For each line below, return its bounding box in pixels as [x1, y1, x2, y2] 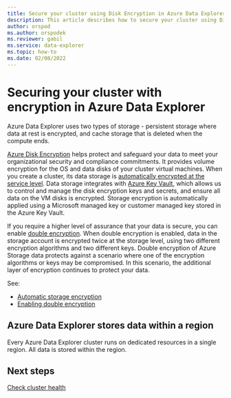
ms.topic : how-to [7, 49, 57, 56]
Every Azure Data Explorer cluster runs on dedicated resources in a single [7, 338, 217, 346]
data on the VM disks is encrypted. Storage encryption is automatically [7, 193, 208, 202]
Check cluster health [7, 384, 67, 392]
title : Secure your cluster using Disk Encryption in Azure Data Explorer [7, 10, 226, 17]
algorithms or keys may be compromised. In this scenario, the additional [7, 258, 211, 266]
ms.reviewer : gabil [7, 36, 63, 43]
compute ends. [7, 136, 50, 145]
